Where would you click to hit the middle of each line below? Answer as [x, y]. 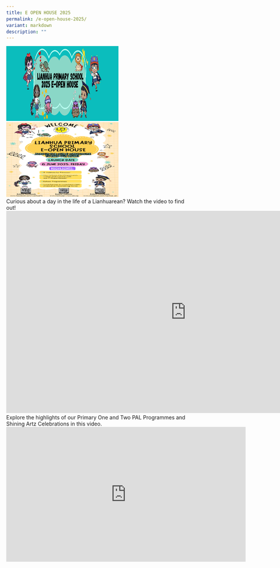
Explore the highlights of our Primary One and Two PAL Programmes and [96, 418]
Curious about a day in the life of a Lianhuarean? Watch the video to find [95, 201]
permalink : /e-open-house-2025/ [46, 19]
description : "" [26, 32]
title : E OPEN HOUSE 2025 [38, 13]
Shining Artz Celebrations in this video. [54, 424]
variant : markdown [29, 25]
